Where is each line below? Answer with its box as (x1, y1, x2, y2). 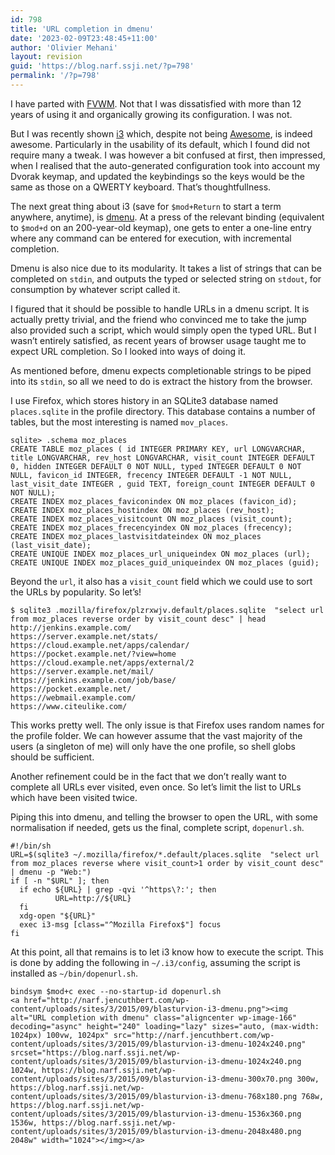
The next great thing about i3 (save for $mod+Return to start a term (10, 200, 282, 212)
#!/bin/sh (10, 841, 52, 851)
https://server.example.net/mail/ (10, 666, 155, 676)
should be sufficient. (10, 751, 95, 763)
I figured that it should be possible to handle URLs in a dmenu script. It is (10, 302, 310, 315)
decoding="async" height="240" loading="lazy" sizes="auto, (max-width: (10, 1021, 320, 1031)
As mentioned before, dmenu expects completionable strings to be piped (10, 364, 312, 376)
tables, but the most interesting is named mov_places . (10, 416, 228, 428)
